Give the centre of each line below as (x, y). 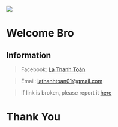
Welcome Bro (40, 33)
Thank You (34, 117)
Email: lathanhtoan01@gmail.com (62, 81)
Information (29, 55)
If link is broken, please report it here (66, 93)
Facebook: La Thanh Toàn (53, 69)
